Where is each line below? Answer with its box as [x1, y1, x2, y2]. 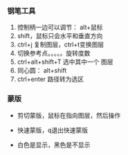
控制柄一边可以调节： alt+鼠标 [17, 23, 103, 32]
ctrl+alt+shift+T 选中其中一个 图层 [17, 57, 113, 66]
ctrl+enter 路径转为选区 [17, 75, 84, 84]
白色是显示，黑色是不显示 [17, 140, 91, 149]
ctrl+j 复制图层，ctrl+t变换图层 [17, 40, 104, 49]
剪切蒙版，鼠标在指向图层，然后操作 [17, 111, 121, 119]
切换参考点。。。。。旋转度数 [17, 49, 91, 57]
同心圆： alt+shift [17, 66, 67, 75]
